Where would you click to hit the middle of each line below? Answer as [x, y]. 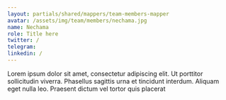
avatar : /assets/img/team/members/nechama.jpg [77, 21]
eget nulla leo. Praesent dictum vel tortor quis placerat [86, 89]
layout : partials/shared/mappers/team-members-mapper [89, 14]
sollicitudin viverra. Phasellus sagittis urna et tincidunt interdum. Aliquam [113, 81]
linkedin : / [25, 54]
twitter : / [23, 40]
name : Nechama [28, 27]
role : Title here [33, 34]
